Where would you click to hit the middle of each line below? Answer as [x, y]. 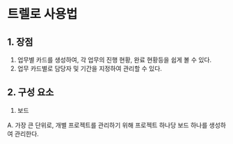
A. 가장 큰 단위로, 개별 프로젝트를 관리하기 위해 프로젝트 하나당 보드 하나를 [107, 125]
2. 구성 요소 [31, 92]
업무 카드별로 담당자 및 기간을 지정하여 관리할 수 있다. [89, 69]
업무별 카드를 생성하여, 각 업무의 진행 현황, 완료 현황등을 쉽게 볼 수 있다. [114, 60]
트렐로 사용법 [42, 14]
